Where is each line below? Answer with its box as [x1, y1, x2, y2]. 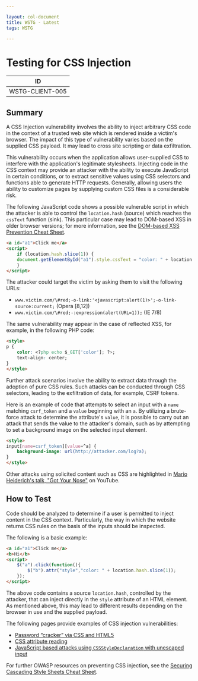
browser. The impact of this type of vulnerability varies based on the [6, 136, 173, 143]
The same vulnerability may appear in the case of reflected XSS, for [6, 321, 172, 328]
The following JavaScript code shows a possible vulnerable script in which [6, 203, 189, 211]
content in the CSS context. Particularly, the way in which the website [6, 516, 176, 523]
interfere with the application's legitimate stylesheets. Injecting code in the [6, 160, 189, 167]
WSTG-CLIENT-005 [9, 87, 67, 96]
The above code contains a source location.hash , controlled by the [6, 589, 171, 597]
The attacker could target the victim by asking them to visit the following [6, 278, 183, 285]
